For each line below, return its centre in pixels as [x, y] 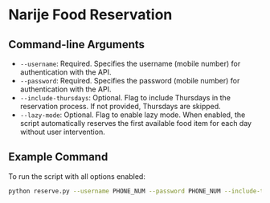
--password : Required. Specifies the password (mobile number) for [130, 81]
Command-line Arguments [77, 45]
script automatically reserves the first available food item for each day [135, 123]
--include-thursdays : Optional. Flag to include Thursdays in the [125, 97]
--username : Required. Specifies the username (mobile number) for [130, 63]
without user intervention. [63, 132]
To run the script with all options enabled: [77, 176]
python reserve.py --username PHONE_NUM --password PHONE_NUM [115, 191]
